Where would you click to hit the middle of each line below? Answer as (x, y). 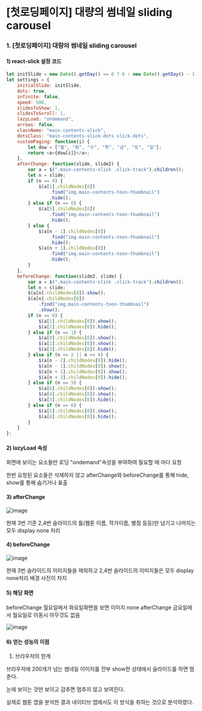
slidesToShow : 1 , (39, 108)
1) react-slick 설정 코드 (34, 61)
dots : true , (32, 91)
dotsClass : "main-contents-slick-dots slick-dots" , (83, 136)
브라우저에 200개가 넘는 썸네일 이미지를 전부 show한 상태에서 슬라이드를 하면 (97, 669)
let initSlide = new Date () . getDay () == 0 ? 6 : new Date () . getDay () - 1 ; (102, 74)
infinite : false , (39, 97)
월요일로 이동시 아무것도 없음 (46, 615)
